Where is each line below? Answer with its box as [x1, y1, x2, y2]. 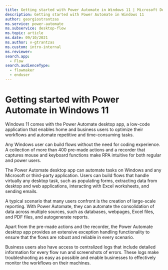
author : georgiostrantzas [5, 16, 59, 21]
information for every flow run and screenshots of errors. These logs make [5, 249, 159, 255]
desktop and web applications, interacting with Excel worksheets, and [5, 183, 149, 189]
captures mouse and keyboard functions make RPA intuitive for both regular [5, 152, 161, 158]
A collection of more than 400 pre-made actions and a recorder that [5, 146, 145, 152]
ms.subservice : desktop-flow [5, 26, 66, 31]
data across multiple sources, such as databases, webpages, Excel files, [5, 208, 154, 214]
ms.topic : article [5, 30, 43, 35]
